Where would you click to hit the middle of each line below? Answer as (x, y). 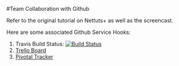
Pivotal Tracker (34, 57)
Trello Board (31, 50)
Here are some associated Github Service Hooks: (69, 32)
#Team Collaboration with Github (48, 9)
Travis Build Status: (40, 44)
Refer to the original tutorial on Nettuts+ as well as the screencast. (90, 20)
